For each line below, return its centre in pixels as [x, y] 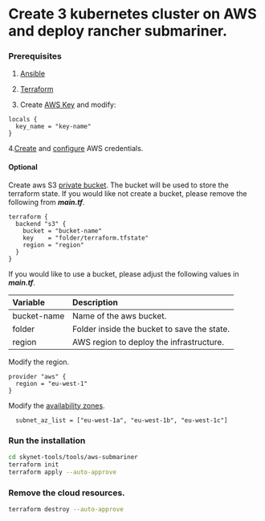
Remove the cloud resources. [67, 493]
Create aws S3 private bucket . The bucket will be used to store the [118, 185]
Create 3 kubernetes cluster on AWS [132, 14]
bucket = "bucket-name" [63, 231]
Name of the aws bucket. [119, 316]
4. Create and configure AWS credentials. [76, 149]
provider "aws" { [37, 376]
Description [95, 302]
